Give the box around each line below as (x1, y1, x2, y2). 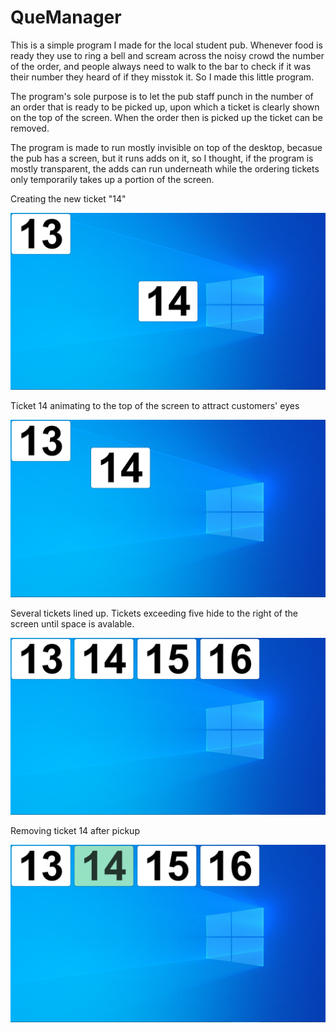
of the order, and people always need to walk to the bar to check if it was (10, 60, 312, 72)
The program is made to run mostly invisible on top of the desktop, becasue (10, 141, 323, 153)
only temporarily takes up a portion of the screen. (10, 173, 215, 185)
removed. (10, 122, 50, 134)
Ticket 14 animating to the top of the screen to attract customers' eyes (10, 400, 300, 412)
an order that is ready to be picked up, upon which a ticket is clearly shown (10, 101, 320, 113)
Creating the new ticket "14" (10, 192, 127, 205)
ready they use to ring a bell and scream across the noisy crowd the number (10, 49, 325, 61)
